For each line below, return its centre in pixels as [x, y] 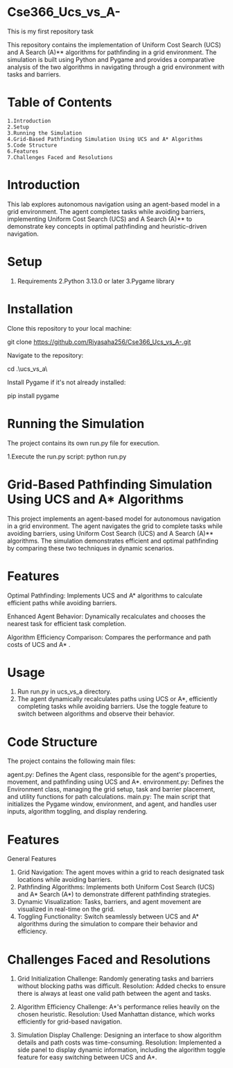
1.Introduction [29, 121]
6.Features [23, 151]
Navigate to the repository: [45, 355]
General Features [32, 859]
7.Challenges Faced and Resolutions [60, 157]
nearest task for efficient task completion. [67, 623]
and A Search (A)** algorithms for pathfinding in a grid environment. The [112, 52]
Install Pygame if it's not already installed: [67, 382]
